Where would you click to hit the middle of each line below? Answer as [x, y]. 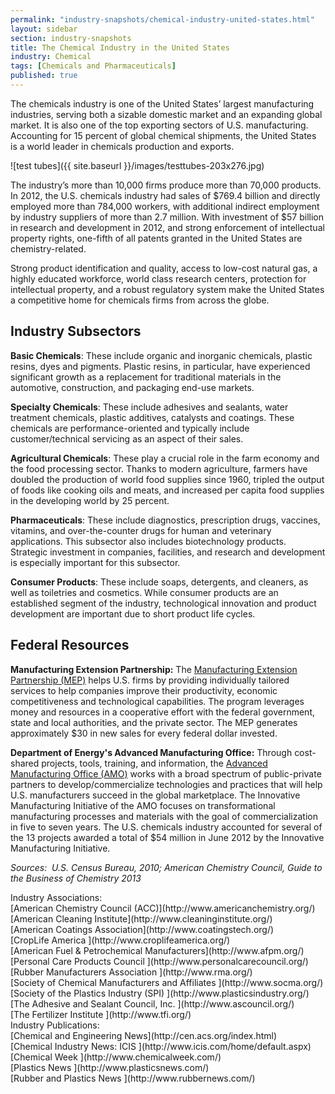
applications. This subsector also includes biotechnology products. [148, 541]
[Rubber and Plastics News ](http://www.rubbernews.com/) [133, 1078]
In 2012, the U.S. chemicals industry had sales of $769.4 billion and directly [165, 195]
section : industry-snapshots [71, 38]
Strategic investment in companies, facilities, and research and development [168, 552]
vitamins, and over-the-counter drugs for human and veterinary [141, 530]
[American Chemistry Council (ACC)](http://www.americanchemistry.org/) [163, 908]
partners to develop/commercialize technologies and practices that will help [166, 784]
